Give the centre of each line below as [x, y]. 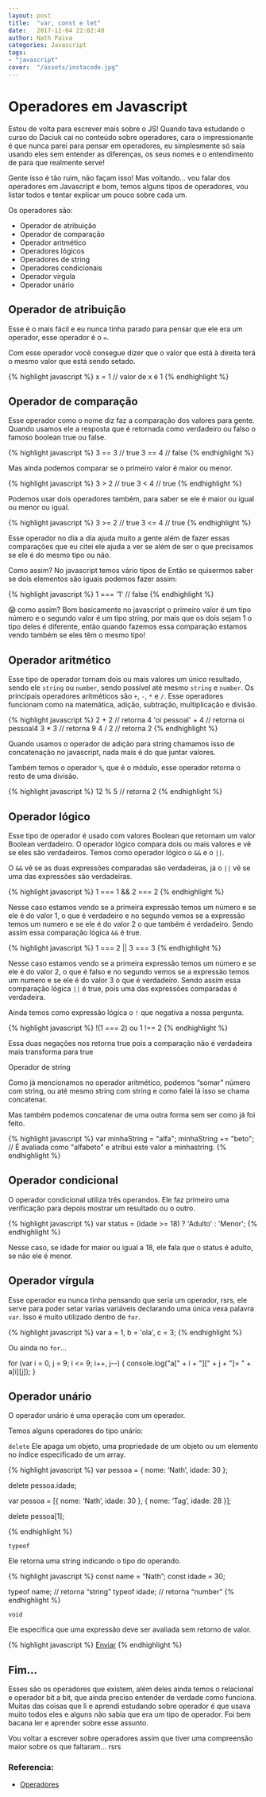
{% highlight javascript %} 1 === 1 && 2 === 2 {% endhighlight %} [116, 892]
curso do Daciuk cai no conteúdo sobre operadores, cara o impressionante [131, 137]
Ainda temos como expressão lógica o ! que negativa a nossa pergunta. [126, 1012]
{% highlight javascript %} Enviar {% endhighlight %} [95, 1645]
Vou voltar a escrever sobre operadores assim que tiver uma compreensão [131, 1738]
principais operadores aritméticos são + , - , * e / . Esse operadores [116, 696]
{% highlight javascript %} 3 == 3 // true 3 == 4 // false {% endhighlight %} [131, 453]
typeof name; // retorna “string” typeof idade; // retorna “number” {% [121, 1592]
